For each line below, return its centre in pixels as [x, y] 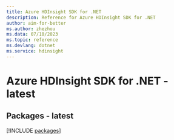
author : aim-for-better [36, 23]
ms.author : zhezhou [31, 29]
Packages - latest [40, 116]
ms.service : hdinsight [35, 51]
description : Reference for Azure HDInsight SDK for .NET [81, 17]
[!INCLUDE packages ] [34, 130]
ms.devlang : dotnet [31, 46]
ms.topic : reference [32, 40]
